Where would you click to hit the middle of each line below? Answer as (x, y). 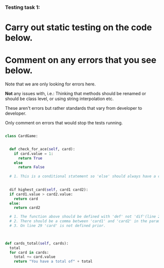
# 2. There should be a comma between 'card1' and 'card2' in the (78, 221)
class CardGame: (21, 136)
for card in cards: (29, 252)
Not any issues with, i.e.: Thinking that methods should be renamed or (76, 94)
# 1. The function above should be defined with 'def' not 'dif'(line (83, 217)
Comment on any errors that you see (81, 60)
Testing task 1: (22, 7)
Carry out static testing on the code (79, 28)
